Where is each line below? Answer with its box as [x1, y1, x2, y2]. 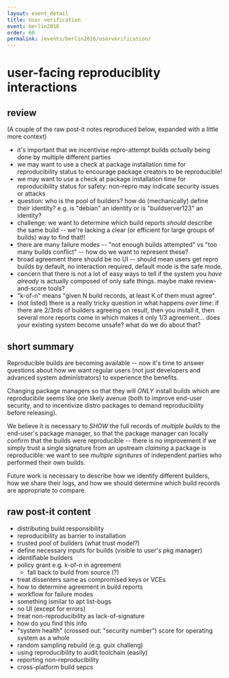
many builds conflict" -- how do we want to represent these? [16, 248, 189, 256]
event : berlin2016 [7, 23, 59, 30]
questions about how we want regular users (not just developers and [7, 366, 201, 374]
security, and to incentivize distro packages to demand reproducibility [7, 401, 204, 409]
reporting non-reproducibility [16, 655, 99, 664]
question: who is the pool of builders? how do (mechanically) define [16, 197, 208, 205]
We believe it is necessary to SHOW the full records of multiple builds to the [7, 421, 221, 430]
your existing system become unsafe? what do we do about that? [16, 320, 201, 329]
